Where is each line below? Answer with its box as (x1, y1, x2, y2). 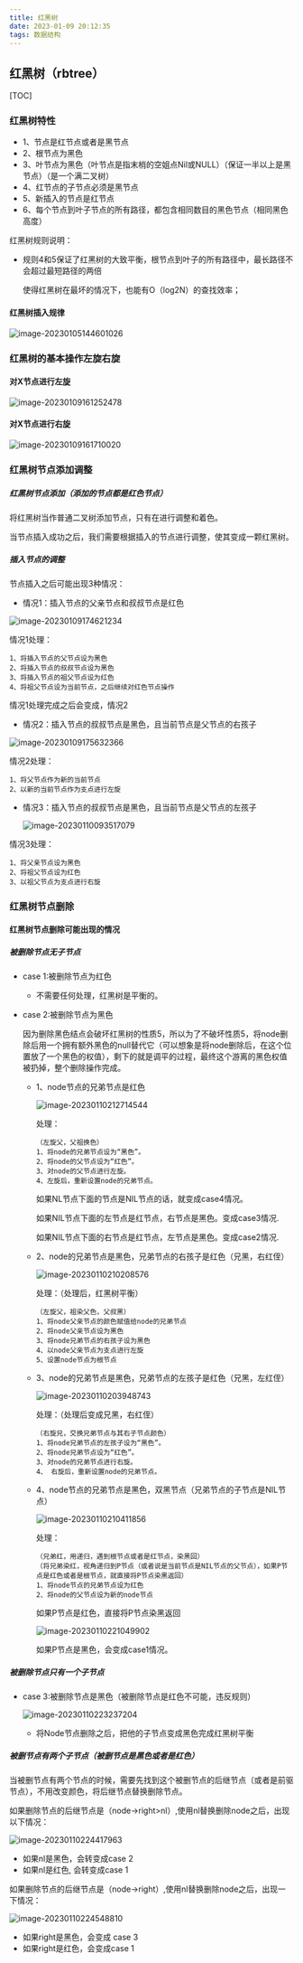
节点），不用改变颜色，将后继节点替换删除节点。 (9, 1786, 188, 1797)
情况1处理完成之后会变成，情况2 (9, 700, 129, 710)
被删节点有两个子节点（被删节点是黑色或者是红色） (9, 1750, 199, 1761)
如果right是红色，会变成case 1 (22, 1943, 135, 1954)
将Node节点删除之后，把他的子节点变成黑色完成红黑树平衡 (35, 1728, 254, 1739)
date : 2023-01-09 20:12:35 (9, 22, 111, 31)
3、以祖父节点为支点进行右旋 (9, 878, 101, 887)
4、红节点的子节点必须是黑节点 (22, 182, 139, 193)
